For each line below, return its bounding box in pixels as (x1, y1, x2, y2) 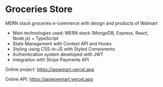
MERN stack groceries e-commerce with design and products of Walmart (5, 20, 158, 26)
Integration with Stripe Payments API (12, 56, 89, 62)
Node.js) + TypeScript (12, 35, 59, 41)
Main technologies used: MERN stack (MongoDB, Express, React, (12, 30, 149, 36)
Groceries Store (5, 4, 73, 15)
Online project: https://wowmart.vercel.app (5, 66, 95, 72)
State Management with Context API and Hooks (12, 40, 112, 46)
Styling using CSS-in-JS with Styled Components (12, 46, 115, 52)
